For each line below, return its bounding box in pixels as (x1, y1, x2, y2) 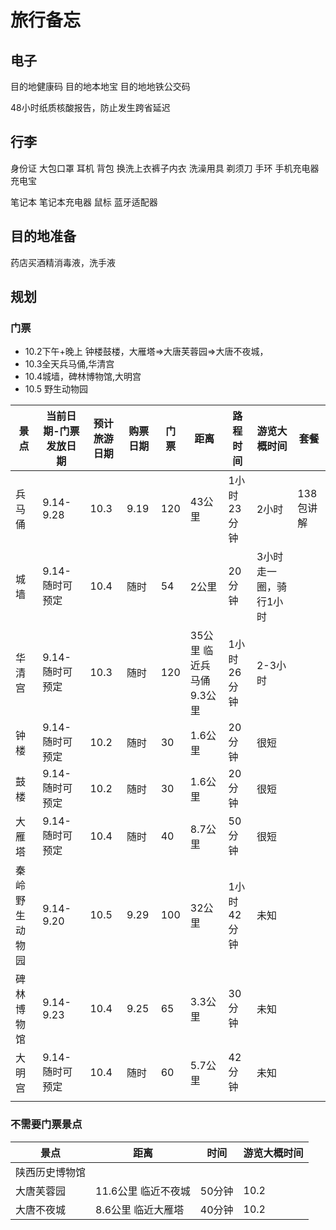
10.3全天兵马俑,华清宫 (24, 358, 115, 370)
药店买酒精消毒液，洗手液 (10, 256, 116, 268)
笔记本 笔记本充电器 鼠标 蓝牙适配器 (10, 196, 158, 208)
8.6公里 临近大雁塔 (95, 1202, 185, 1216)
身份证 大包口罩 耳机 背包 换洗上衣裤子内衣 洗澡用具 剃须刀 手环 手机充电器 (10, 162, 320, 174)
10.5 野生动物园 (24, 383, 89, 395)
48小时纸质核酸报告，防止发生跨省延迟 (10, 102, 171, 113)
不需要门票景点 (10, 1117, 83, 1131)
